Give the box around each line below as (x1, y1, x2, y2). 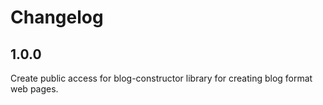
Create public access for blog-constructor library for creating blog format (10, 72, 313, 84)
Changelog (10, 6, 104, 29)
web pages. (10, 83, 59, 95)
